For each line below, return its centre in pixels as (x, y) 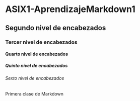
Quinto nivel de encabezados (37, 65)
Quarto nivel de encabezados (37, 54)
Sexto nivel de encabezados (35, 78)
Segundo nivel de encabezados (56, 28)
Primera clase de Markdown (34, 93)
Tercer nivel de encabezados (41, 42)
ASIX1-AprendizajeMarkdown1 (71, 9)
